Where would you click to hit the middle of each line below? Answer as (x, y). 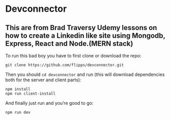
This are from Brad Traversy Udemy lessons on (81, 28)
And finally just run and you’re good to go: (49, 103)
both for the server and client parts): (43, 80)
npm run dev (18, 112)
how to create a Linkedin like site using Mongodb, (85, 35)
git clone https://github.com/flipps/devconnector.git (65, 65)
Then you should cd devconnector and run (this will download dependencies (85, 74)
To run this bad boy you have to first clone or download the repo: (73, 56)
